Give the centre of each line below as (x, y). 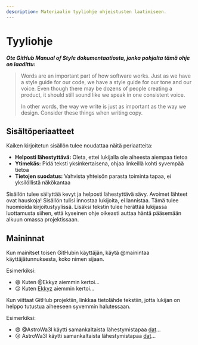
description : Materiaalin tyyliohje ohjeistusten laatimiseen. (86, 12)
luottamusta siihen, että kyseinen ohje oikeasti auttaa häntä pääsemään (94, 213)
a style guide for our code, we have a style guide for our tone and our (106, 82)
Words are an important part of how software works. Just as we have (106, 76)
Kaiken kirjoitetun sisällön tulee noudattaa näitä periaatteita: (80, 146)
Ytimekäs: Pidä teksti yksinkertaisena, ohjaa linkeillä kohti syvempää (99, 164)
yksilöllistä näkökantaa (43, 183)
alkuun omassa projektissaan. (43, 220)
